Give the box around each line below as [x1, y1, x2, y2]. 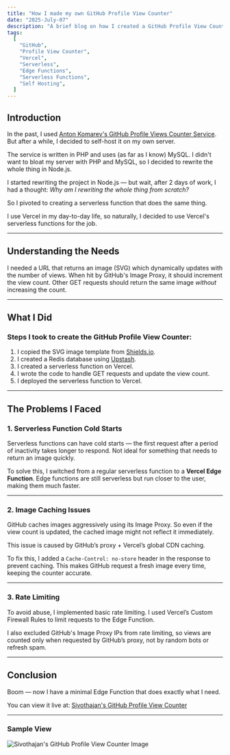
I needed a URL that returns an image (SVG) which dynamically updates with [7, 264, 223, 272]
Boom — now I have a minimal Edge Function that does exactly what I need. [7, 687, 221, 695]
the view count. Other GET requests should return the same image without [7, 278, 217, 286]
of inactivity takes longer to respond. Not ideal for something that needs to [7, 446, 218, 455]
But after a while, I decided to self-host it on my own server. [7, 137, 176, 145]
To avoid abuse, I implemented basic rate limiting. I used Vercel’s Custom [7, 608, 214, 616]
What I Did [7, 312, 53, 324]
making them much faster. [7, 482, 81, 490]
